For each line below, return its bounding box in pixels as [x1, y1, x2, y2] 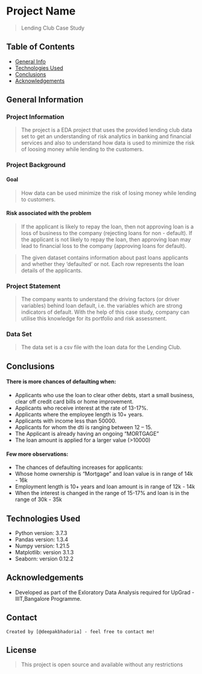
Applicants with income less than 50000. [14, 417, 116, 424]
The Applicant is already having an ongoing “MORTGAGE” [14, 430, 159, 437]
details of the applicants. [21, 267, 83, 274]
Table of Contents [6, 42, 75, 52]
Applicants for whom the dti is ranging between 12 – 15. [14, 423, 153, 430]
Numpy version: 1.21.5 [14, 542, 70, 549]
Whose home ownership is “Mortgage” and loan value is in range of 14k [14, 470, 193, 478]
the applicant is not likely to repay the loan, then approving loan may [21, 236, 191, 243]
